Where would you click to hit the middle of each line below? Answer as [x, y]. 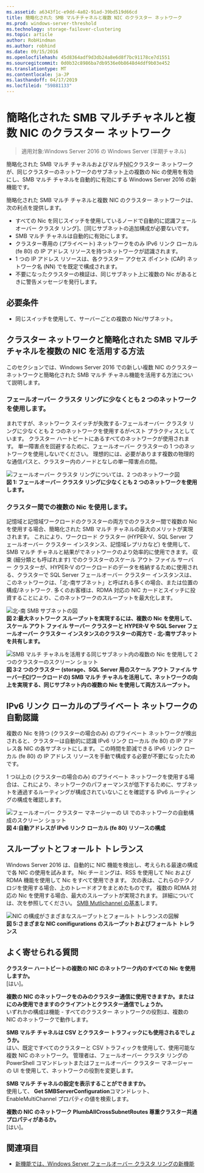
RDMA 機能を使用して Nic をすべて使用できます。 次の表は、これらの [93, 880]
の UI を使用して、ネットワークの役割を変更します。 [72, 1070]
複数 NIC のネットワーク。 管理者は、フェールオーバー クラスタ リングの [97, 1055]
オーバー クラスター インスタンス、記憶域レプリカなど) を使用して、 [108, 545]
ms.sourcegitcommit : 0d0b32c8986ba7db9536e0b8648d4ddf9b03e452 [88, 63]
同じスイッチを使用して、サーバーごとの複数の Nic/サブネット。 [96, 319]
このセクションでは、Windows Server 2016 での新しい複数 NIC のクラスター [102, 367]
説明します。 [27, 382]
